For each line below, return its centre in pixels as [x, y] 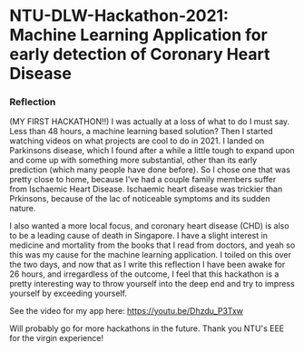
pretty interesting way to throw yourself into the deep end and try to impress [152, 284]
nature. [23, 209]
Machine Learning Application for [138, 35]
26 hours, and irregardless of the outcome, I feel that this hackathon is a [144, 274]
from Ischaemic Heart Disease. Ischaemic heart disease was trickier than [146, 189]
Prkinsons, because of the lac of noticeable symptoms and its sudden [140, 199]
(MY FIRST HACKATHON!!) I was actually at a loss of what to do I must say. [150, 122]
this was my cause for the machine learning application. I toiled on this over [151, 255]
